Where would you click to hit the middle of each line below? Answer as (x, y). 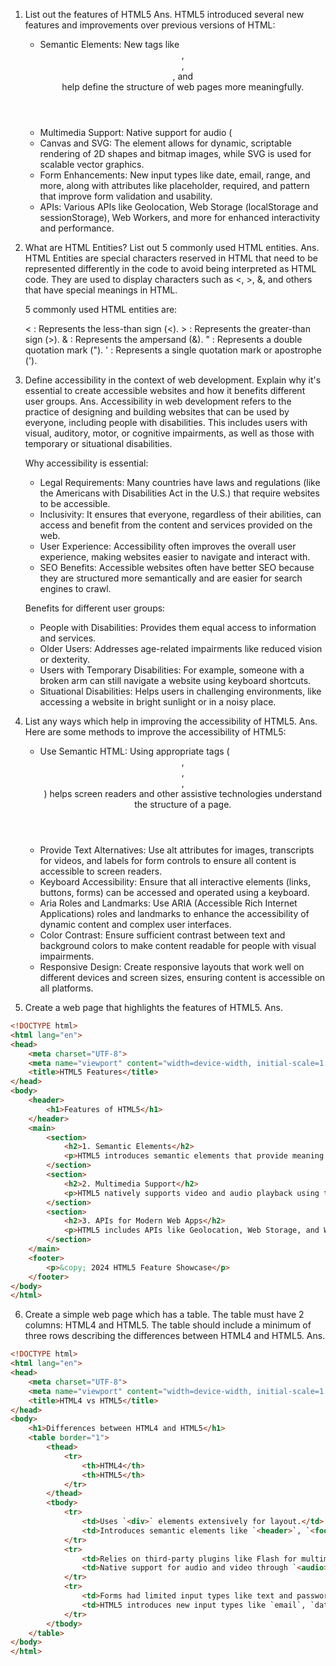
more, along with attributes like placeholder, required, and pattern (174, 185)
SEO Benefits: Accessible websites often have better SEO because (177, 567)
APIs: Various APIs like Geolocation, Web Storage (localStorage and (179, 207)
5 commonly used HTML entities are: (101, 309)
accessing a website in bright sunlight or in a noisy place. (158, 702)
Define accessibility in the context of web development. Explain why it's (173, 380)
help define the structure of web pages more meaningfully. (183, 87)
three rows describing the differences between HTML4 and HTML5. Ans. (175, 1336)
